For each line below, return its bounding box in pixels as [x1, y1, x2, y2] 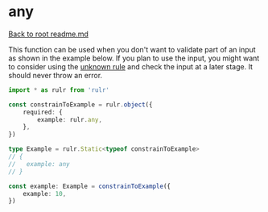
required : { [23, 108, 63, 116]
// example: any [8, 160, 70, 168]
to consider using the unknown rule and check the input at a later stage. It [8, 61, 254, 71]
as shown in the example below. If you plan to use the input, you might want [8, 53, 260, 63]
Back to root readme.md [8, 29, 89, 39]
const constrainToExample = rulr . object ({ [8, 100, 153, 109]
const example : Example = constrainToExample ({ [8, 182, 171, 190]
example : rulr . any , [37, 115, 103, 123]
